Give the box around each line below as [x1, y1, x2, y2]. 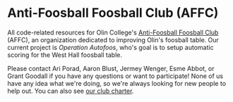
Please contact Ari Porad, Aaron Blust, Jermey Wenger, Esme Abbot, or [7, 64, 215, 72]
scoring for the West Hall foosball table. [7, 51, 122, 59]
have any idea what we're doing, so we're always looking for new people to [7, 79, 227, 87]
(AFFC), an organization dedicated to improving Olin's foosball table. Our [7, 35, 219, 44]
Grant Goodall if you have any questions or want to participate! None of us [7, 72, 224, 80]
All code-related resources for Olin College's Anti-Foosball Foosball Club [7, 28, 219, 37]
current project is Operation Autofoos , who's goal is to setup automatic [7, 43, 214, 51]
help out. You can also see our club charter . [7, 87, 134, 95]
